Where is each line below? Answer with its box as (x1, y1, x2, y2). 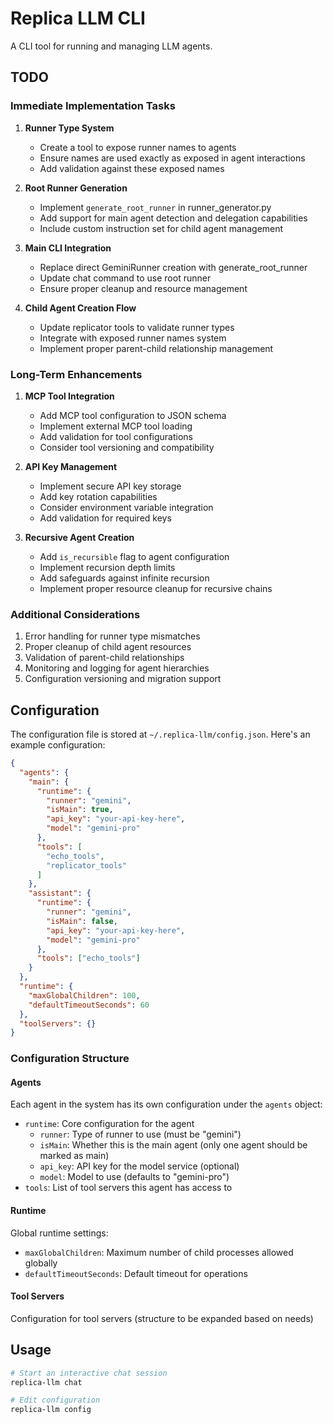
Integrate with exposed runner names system (39, 332, 227, 344)
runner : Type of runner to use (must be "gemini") (39, 1128, 242, 1141)
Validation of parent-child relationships (24, 652, 185, 664)
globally (24, 1257, 58, 1269)
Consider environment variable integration (39, 501, 214, 513)
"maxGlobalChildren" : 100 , (28, 990, 141, 1001)
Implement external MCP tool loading (39, 420, 193, 432)
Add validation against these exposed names (39, 162, 225, 174)
